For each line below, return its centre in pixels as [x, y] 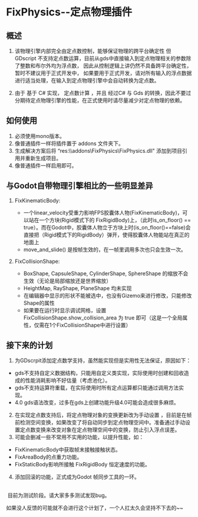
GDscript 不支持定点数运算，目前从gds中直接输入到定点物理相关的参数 [100, 58]
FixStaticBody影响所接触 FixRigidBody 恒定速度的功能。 [82, 465]
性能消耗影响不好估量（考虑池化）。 [68, 380]
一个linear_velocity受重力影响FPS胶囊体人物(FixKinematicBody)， [103, 212]
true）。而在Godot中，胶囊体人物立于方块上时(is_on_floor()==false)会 [107, 227]
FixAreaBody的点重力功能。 [48, 457]
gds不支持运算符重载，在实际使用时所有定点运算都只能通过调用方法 [97, 388]
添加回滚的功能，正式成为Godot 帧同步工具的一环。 [77, 477]
